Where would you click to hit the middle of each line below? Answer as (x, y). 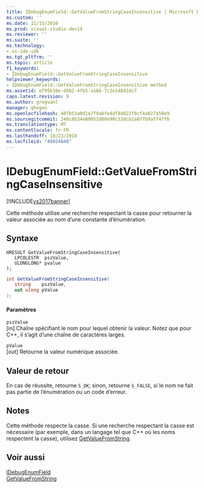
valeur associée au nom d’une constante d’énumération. (76, 219)
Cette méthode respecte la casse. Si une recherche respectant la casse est (100, 426)
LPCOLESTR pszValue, (42, 258)
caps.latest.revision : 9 (38, 96)
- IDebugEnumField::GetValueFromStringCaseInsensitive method (87, 85)
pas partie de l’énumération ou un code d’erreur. (66, 392)
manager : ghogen (27, 108)
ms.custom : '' (24, 18)
